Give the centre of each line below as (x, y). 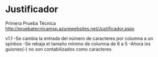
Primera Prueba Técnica (31, 23)
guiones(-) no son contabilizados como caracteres (58, 49)
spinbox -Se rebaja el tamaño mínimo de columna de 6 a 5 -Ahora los (78, 43)
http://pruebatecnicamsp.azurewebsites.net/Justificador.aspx (70, 28)
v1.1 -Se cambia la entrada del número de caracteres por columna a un (79, 38)
